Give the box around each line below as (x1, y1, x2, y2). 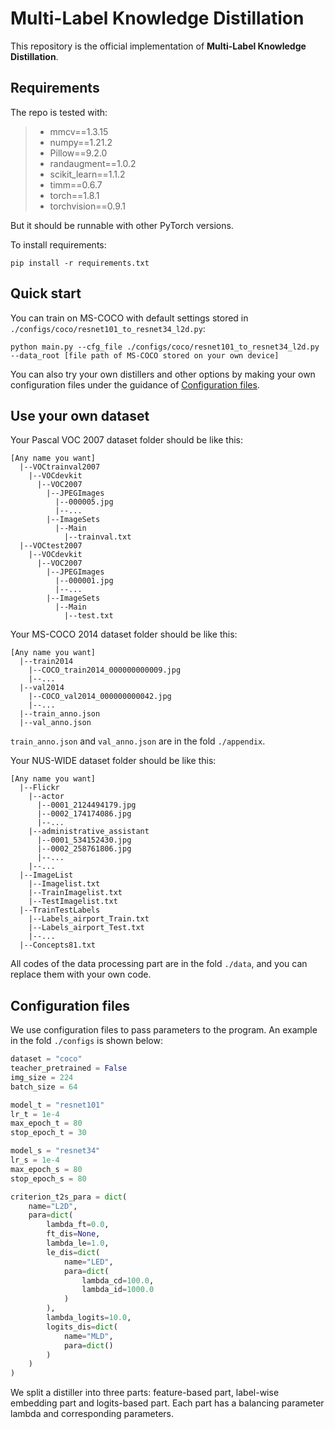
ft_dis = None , (46, 1229, 101, 1239)
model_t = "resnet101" (10, 1100, 105, 1110)
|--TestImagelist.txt (28, 897, 118, 907)
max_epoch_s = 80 (10, 1164, 83, 1174)
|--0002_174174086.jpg (36, 809, 132, 819)
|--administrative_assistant (28, 827, 150, 837)
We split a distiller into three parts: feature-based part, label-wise (10, 1387, 280, 1399)
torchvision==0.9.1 (49, 200, 127, 212)
